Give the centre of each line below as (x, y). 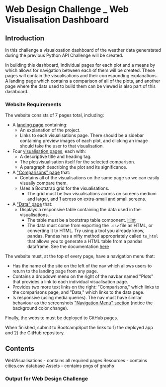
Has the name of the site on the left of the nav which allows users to (82, 266)
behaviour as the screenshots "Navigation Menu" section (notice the (83, 303)
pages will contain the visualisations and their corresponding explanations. (82, 75)
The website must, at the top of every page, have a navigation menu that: (80, 256)
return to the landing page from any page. (55, 271)
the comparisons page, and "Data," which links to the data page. (78, 292)
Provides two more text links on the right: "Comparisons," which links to (86, 287)
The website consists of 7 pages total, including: (55, 115)
